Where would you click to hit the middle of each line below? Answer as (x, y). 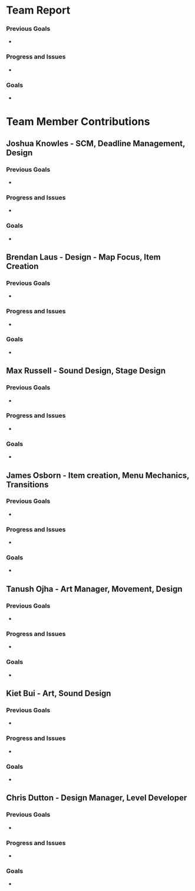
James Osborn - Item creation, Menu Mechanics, (98, 475)
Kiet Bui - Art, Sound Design (59, 694)
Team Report (38, 10)
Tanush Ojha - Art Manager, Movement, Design (94, 589)
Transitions (27, 484)
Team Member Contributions (78, 122)
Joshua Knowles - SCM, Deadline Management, (96, 143)
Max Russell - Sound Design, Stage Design (86, 371)
